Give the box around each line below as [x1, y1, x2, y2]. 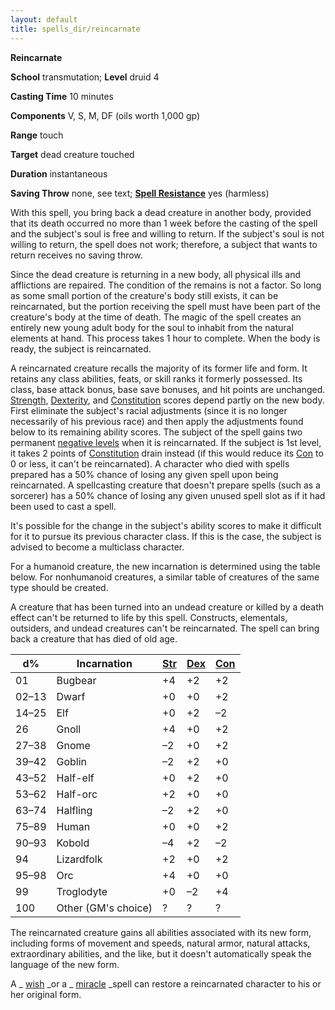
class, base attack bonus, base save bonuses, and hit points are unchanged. [10, 383, 326, 395]
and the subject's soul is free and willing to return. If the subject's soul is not [10, 227, 325, 240]
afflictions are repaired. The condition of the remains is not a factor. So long [10, 279, 322, 291]
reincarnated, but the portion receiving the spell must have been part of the [10, 300, 321, 312]
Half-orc [56, 787, 98, 801]
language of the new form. [10, 958, 120, 970]
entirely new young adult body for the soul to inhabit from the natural [10, 321, 294, 333]
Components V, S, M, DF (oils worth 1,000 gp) [10, 109, 201, 121]
